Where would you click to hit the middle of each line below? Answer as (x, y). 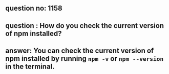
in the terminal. (30, 67)
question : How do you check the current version (85, 26)
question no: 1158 (34, 8)
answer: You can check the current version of (80, 51)
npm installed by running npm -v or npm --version (84, 59)
